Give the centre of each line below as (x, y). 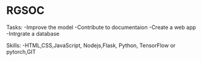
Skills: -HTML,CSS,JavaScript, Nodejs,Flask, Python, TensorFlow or (91, 45)
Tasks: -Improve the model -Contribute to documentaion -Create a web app (101, 27)
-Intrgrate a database (33, 33)
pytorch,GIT (21, 51)
